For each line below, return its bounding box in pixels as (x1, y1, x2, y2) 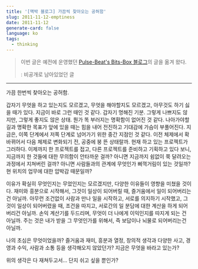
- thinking (11, 42, 38, 48)
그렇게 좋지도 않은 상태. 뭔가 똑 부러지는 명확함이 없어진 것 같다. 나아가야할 (18, 116, 190, 123)
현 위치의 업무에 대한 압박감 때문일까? (6, 167, 93, 174)
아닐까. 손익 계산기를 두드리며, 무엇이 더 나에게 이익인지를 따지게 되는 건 (21, 210, 187, 217)
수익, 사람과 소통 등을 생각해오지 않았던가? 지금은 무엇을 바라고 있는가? (16, 244, 180, 251)
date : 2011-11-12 (6, 19, 49, 25)
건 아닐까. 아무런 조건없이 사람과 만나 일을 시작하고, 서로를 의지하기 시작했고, (6, 195, 182, 202)
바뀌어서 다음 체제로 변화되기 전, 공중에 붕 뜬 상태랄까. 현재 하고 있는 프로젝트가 (6, 138, 189, 145)
